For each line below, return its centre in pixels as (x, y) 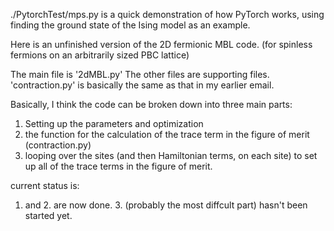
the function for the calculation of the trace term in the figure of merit (167, 134)
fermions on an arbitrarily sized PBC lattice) (100, 55)
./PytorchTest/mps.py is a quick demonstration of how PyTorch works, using (167, 14)
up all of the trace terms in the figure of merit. (118, 166)
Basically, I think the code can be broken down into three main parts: (151, 104)
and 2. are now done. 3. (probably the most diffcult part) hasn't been (166, 205)
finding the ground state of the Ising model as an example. (130, 25)
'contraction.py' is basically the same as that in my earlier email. (142, 85)
